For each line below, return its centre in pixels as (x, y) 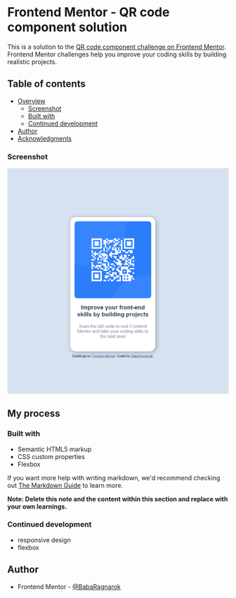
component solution (67, 27)
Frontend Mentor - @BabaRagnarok (69, 587)
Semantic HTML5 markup (54, 449)
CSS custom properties (51, 456)
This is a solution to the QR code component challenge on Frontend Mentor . (117, 47)
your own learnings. (37, 506)
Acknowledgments (45, 138)
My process (34, 414)
